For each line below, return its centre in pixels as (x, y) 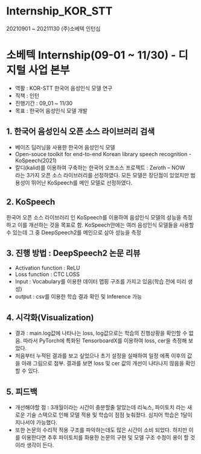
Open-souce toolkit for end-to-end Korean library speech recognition (101, 154)
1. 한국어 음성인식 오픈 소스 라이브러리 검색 (81, 132)
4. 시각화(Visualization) (50, 317)
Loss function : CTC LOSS (47, 274)
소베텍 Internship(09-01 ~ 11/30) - (91, 55)
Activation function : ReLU (47, 268)
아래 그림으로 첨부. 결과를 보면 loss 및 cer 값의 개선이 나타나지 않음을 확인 (108, 364)
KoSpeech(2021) (36, 160)
